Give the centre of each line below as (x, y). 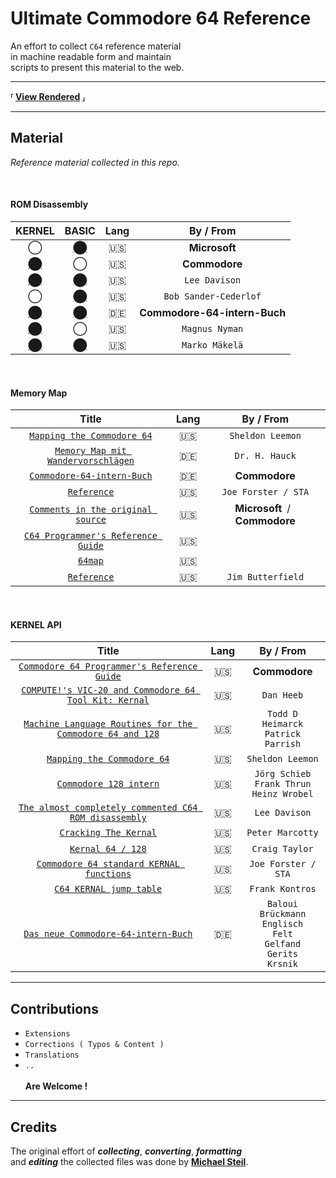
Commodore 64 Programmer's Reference (108, 666)
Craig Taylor (282, 849)
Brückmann (283, 914)
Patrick (283, 734)
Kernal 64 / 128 (108, 849)
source (90, 520)
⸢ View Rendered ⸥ (48, 96)
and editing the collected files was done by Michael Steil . (129, 1161)
